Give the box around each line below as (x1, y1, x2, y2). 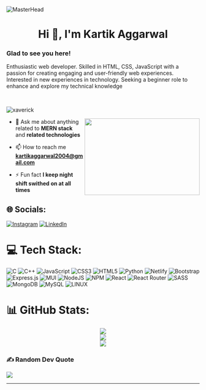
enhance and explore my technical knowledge (6, 83, 123, 90)
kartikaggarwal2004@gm (15, 152, 83, 159)
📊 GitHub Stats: (6, 304, 90, 317)
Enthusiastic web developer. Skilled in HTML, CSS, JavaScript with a (6, 63, 179, 71)
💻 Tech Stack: (6, 243, 82, 257)
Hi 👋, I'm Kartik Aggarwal (37, 28, 169, 41)
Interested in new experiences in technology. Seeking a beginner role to (6, 76, 188, 83)
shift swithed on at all (15, 180, 72, 187)
